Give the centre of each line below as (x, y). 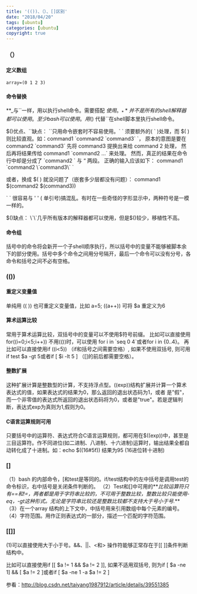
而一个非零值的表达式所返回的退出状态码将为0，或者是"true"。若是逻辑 (92, 399)
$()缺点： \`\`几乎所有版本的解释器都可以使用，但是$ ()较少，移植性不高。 (94, 218)
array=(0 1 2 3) (26, 83)
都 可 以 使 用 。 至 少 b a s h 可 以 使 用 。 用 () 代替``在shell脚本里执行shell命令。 (92, 119)
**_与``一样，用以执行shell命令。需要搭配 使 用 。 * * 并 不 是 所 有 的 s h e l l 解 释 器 (96, 111)
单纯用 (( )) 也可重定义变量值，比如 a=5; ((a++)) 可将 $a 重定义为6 (86, 306)
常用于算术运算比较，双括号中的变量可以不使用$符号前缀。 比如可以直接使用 (98, 334)
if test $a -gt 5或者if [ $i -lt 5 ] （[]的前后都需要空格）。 (72, 356)
